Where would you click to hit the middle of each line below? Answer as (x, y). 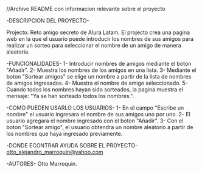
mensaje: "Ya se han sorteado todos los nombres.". (70, 96)
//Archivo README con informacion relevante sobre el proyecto (86, 9)
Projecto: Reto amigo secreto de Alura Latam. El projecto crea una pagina (98, 32)
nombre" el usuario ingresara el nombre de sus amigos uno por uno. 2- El (98, 114)
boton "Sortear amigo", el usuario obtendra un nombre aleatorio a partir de (100, 127)
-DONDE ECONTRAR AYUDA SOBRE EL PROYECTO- (72, 145)
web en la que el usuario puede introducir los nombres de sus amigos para (100, 39)
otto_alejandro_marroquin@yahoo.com (55, 152)
